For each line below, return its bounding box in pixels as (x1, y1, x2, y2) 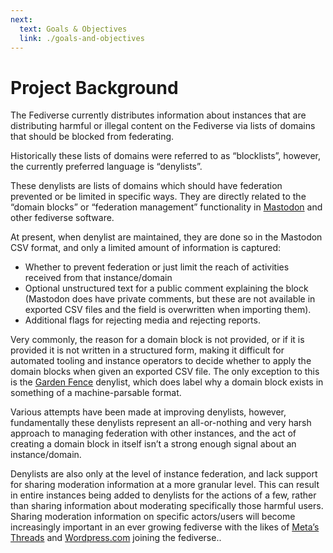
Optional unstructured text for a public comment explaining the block (24, 282, 309, 295)
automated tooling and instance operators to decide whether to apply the (10, 355, 312, 367)
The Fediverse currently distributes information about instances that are (10, 109, 307, 121)
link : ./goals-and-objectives (19, 33, 145, 43)
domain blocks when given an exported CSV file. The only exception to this (10, 366, 320, 378)
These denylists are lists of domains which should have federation (10, 180, 283, 192)
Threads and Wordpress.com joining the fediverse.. (10, 532, 222, 544)
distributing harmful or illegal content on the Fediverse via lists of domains (10, 120, 316, 132)
